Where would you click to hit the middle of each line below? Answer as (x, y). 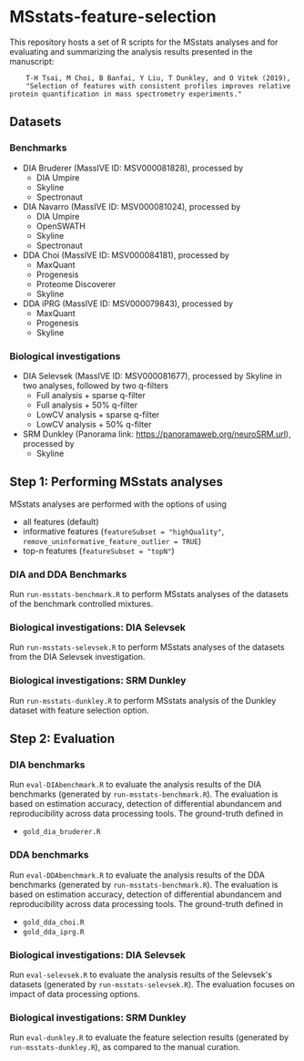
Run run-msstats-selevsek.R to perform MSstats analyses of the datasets (147, 647)
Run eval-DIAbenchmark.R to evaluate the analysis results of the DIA (136, 785)
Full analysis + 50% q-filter (87, 405)
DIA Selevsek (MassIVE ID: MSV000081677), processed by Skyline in (152, 376)
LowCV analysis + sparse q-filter (98, 414)
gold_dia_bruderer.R (61, 832)
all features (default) (61, 521)
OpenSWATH (61, 226)
